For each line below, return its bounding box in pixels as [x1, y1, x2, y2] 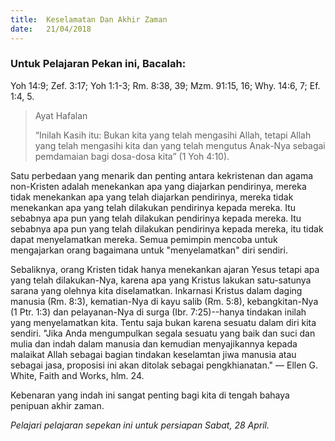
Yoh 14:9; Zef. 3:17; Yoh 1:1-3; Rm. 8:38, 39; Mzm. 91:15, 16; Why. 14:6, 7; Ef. [10, 79, 321, 91]
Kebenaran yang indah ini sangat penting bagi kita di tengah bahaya [10, 389, 290, 401]
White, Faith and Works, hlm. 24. [10, 369, 145, 381]
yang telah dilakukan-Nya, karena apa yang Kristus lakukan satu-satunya [10, 274, 312, 286]
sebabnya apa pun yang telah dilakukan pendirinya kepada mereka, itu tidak [10, 222, 324, 235]
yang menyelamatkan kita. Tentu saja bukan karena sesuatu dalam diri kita [10, 316, 317, 328]
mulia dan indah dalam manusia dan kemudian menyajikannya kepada [10, 337, 298, 350]
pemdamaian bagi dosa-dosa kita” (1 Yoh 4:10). [34, 150, 230, 162]
